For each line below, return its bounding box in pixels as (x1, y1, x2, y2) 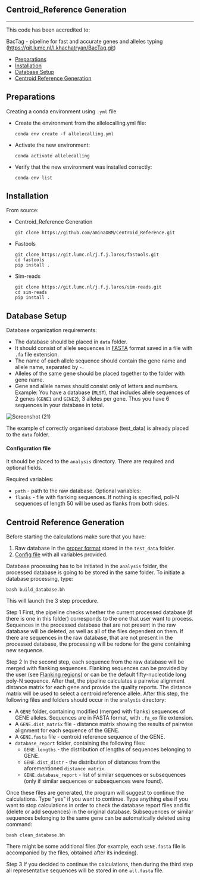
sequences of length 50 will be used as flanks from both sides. (14, 500, 169, 507)
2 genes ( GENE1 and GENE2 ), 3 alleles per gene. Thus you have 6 (14, 395, 170, 402)
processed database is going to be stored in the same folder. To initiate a (6, 569, 185, 576)
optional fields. (6, 464, 43, 472)
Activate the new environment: (14, 141, 90, 148)
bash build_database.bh (6, 587, 65, 593)
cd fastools (14, 257, 45, 263)
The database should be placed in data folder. (14, 338, 128, 345)
